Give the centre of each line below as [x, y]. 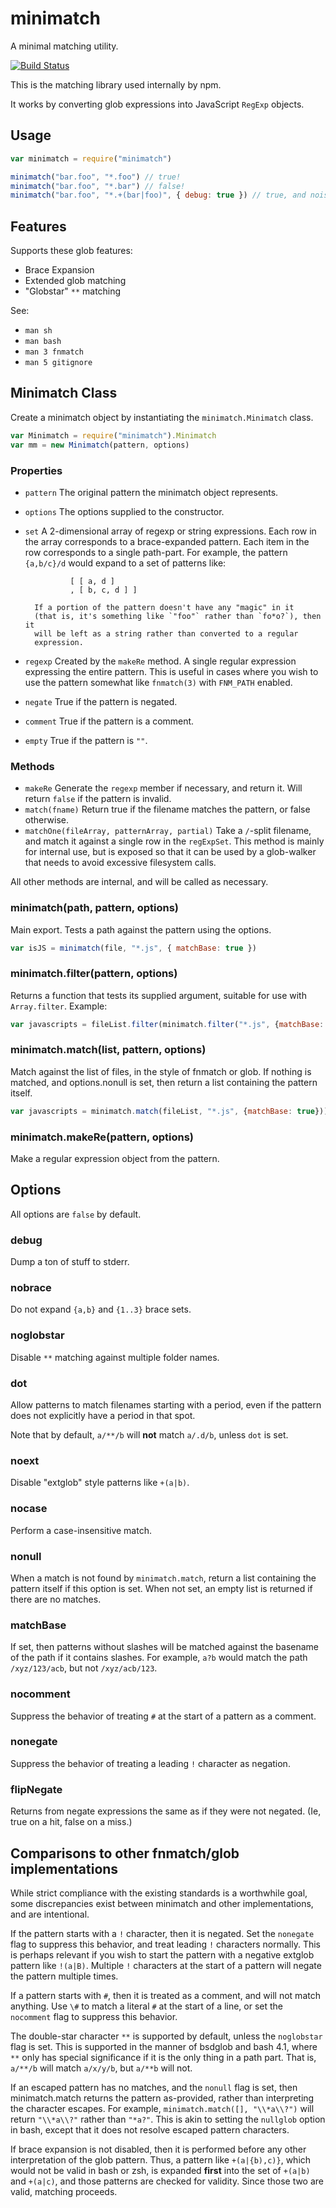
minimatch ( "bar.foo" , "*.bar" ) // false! [98, 186]
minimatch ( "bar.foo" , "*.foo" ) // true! [96, 177]
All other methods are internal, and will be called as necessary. [139, 882]
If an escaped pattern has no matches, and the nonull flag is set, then [154, 2087]
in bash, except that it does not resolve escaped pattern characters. [150, 2129]
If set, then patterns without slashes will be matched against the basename [165, 1647]
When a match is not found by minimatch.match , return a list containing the [163, 1578]
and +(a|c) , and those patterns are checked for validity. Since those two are [167, 2181]
